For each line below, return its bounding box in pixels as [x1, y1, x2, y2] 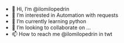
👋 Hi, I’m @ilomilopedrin [11, 6, 70, 12]
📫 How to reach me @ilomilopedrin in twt [11, 31, 113, 37]
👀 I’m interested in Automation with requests [11, 12, 119, 19]
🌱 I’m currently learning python [11, 18, 87, 24]
